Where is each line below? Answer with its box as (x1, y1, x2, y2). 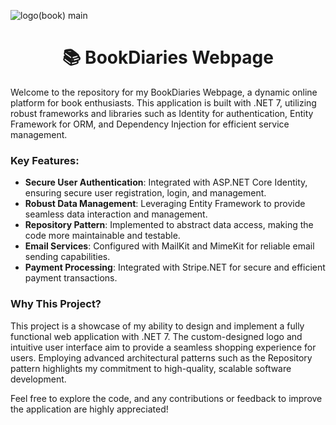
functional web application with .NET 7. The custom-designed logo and (10, 330, 303, 342)
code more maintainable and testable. (24, 230, 181, 242)
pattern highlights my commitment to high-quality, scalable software (10, 362, 292, 374)
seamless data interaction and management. (24, 208, 208, 220)
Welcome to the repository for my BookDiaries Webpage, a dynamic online (10, 86, 318, 98)
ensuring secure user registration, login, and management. (24, 187, 267, 199)
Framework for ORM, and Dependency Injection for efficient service (10, 118, 290, 130)
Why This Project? (10, 297, 102, 311)
